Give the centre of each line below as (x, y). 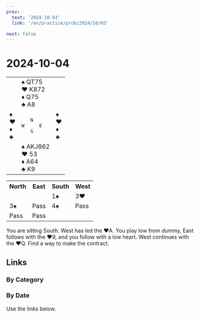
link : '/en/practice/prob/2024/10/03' (61, 23)
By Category (25, 279)
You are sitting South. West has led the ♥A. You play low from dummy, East (100, 231)
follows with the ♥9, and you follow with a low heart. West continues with (98, 237)
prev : (13, 12)
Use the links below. (31, 309)
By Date (18, 295)
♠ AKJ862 (36, 147)
